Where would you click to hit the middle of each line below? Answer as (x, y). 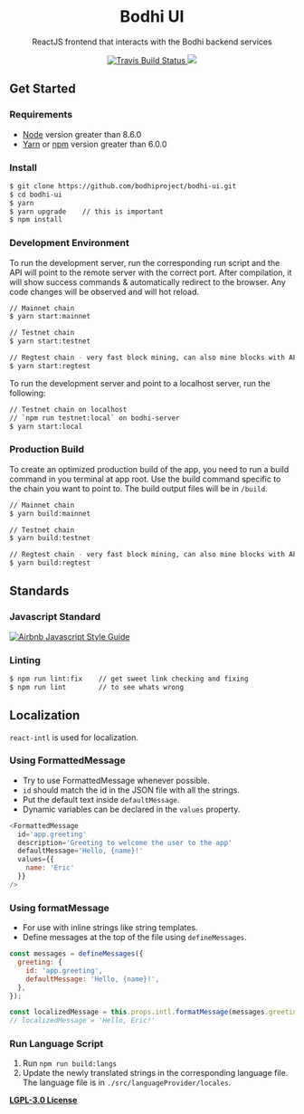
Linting (25, 660)
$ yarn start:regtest (50, 366)
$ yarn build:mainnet (50, 513)
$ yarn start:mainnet (50, 317)
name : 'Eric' (50, 868)
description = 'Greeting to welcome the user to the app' (125, 843)
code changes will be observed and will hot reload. (104, 291)
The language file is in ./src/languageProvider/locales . (127, 1082)
